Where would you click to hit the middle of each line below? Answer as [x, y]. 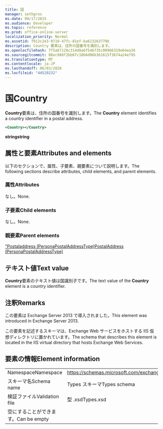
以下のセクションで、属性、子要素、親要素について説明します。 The [72, 166]
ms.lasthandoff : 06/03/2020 [33, 69]
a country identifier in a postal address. [44, 118]
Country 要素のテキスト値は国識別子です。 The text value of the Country [77, 281]
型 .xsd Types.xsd [87, 399]
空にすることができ [30, 411]
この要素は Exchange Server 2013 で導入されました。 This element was [76, 316]
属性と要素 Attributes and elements [58, 153]
